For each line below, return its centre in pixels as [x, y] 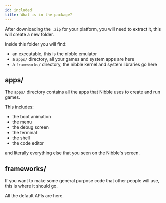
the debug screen [30, 127]
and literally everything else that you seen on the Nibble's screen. [73, 153]
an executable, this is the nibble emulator [55, 54]
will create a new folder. [30, 34]
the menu [22, 122]
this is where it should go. [32, 186]
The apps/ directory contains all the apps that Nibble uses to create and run [83, 92]
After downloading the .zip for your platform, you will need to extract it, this [83, 29]
